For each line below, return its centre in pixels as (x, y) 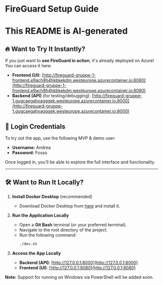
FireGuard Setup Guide (52, 9)
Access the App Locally (36, 253)
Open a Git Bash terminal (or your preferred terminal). (73, 224)
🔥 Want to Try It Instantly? (45, 49)
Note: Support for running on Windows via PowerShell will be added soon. (79, 277)
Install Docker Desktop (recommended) (52, 196)
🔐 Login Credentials (35, 126)
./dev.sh (28, 244)
